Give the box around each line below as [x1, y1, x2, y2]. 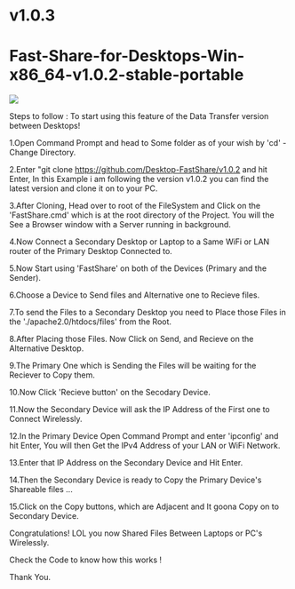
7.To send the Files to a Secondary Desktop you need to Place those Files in [9, 307, 286, 318]
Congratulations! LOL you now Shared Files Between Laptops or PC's [9, 528, 263, 538]
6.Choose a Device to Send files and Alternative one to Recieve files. [9, 290, 260, 300]
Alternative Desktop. [9, 343, 84, 354]
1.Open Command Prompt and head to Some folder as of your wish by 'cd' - [9, 138, 287, 148]
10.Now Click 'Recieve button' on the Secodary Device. [9, 387, 211, 398]
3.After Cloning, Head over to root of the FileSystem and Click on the [9, 201, 260, 211]
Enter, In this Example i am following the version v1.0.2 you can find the [9, 174, 269, 185]
